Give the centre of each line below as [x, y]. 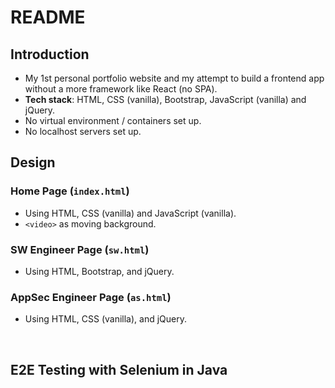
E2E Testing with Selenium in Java [119, 369]
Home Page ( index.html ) [70, 191]
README [48, 17]
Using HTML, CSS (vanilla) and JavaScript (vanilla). [130, 213]
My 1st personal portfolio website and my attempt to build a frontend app [174, 78]
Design [33, 162]
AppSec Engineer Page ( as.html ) [91, 297]
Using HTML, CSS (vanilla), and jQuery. [105, 319]
